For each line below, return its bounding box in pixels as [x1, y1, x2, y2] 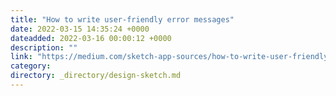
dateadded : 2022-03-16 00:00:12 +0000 [10, 33, 172, 43]
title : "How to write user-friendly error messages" [10, 14, 235, 25]
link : [10, 52, 33, 62]
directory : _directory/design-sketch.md [10, 71, 182, 81]
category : [10, 61, 52, 71]
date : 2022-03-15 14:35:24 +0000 [10, 24, 150, 34]
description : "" [10, 42, 78, 53]
